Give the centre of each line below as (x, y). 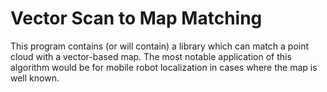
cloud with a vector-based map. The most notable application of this (151, 56)
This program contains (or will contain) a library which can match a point (160, 46)
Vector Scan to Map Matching (136, 18)
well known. (35, 78)
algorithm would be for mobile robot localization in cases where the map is (164, 67)
